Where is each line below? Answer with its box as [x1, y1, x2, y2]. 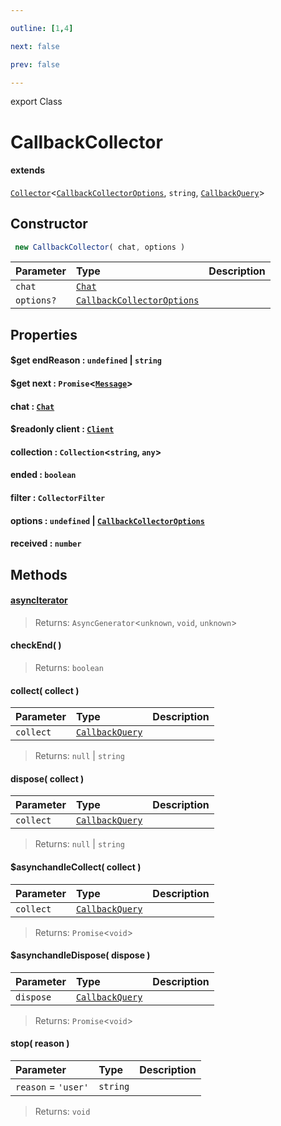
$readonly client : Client [10, 423, 115, 435]
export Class [10, 96, 63, 108]
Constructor [10, 216, 88, 233]
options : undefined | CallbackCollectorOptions [10, 514, 205, 526]
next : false [10, 41, 60, 51]
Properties [10, 326, 78, 343]
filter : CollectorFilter [10, 492, 106, 503]
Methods [10, 566, 68, 583]
